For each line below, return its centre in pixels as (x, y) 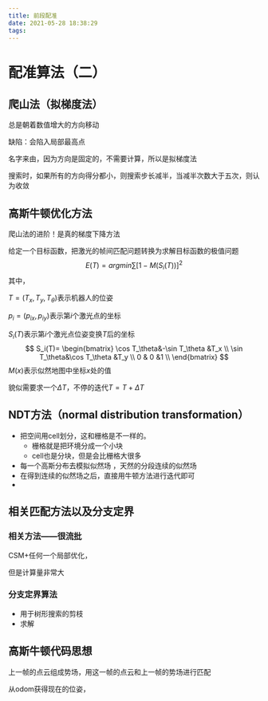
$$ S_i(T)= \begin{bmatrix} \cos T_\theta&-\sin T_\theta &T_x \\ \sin (134, 349)
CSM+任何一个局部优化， (50, 555)
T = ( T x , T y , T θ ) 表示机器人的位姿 (61, 298)
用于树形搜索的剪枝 (51, 613)
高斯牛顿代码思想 (50, 651)
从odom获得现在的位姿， (49, 689)
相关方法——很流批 (45, 537)
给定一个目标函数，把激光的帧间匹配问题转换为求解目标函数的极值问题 (124, 251)
